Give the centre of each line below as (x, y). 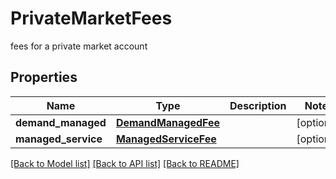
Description (258, 105)
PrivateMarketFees (91, 18)
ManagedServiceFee (166, 139)
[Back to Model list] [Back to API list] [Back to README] (125, 163)
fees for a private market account (79, 46)
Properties (44, 77)
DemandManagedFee (168, 122)
